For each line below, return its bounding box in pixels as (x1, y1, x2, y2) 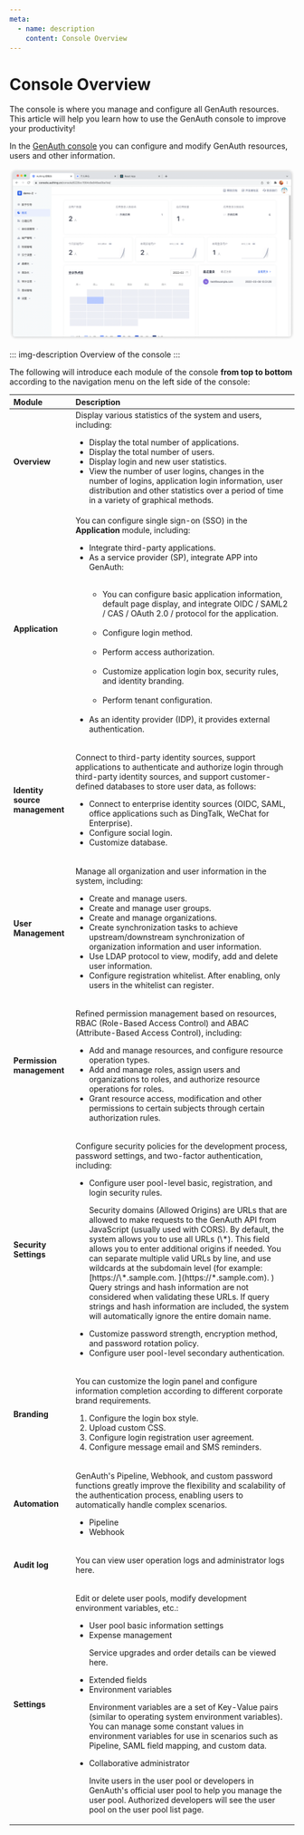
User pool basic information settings (89, 1620, 224, 1631)
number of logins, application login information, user (89, 475, 283, 486)
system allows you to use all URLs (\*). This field (89, 1234, 270, 1244)
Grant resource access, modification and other (89, 1092, 262, 1103)
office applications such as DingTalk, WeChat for (89, 808, 270, 820)
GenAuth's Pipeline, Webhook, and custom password (75, 1470, 273, 1481)
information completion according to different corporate (75, 1385, 283, 1396)
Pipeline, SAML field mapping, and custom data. (89, 1741, 267, 1751)
